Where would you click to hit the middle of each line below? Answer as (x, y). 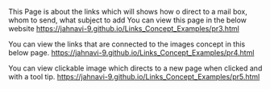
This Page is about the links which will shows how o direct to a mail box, (128, 12)
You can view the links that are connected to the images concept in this (127, 44)
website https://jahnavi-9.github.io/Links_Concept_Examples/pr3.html (124, 28)
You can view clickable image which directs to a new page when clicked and (135, 68)
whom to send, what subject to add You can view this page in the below (128, 20)
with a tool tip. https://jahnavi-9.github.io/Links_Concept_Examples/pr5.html (134, 77)
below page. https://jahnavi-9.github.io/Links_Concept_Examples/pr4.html (131, 53)
